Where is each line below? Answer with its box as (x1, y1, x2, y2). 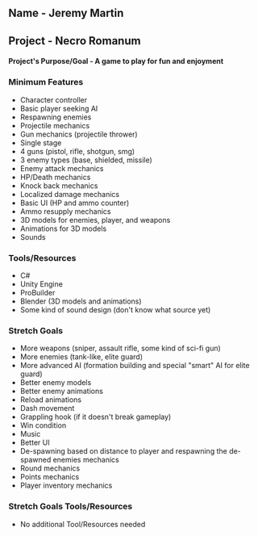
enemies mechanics (52, 455, 119, 465)
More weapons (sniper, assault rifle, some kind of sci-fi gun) (19, 343, 222, 354)
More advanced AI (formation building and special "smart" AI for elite (19, 361, 250, 371)
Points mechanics (19, 472, 80, 482)
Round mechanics (19, 463, 81, 473)
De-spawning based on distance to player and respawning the (19, 446, 227, 456)
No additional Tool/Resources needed (19, 519, 146, 529)
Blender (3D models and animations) (19, 296, 143, 306)
